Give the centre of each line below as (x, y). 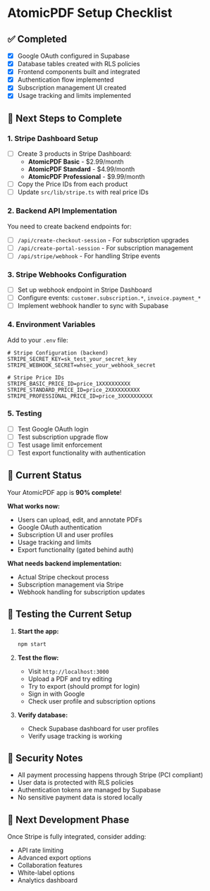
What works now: (33, 506)
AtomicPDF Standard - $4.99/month (81, 169)
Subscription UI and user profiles (66, 534)
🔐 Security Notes (45, 758)
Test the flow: (38, 658)
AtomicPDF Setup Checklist (90, 13)
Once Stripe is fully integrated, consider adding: (77, 837)
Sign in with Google (56, 694)
